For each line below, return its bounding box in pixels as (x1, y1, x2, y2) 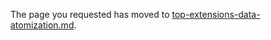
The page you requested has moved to (10, 9, 170, 20)
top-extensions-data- (171, 9, 261, 20)
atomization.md (10, 19, 75, 31)
